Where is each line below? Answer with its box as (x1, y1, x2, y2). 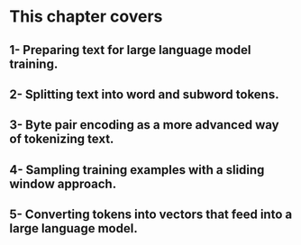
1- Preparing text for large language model (9, 42, 251, 58)
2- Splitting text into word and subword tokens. (9, 86, 279, 102)
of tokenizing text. (9, 132, 114, 147)
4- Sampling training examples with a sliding (9, 162, 265, 177)
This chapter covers (9, 6, 163, 27)
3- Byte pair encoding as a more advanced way (9, 117, 279, 132)
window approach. (9, 176, 117, 191)
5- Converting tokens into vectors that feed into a (9, 207, 293, 222)
